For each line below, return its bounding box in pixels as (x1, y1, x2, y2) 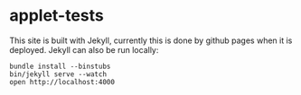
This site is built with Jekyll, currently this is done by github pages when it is (9, 35, 293, 46)
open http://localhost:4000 (9, 77, 116, 86)
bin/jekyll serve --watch (9, 69, 107, 79)
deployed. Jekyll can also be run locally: (9, 44, 159, 55)
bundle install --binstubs (9, 62, 111, 71)
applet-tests (9, 5, 104, 26)
